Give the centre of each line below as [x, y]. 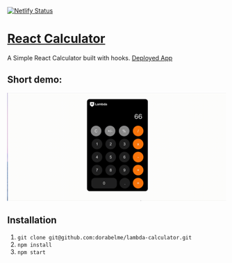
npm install [34, 245]
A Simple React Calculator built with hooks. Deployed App [90, 58]
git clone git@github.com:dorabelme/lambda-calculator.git [105, 237]
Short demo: [35, 80]
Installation [32, 220]
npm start [32, 252]
